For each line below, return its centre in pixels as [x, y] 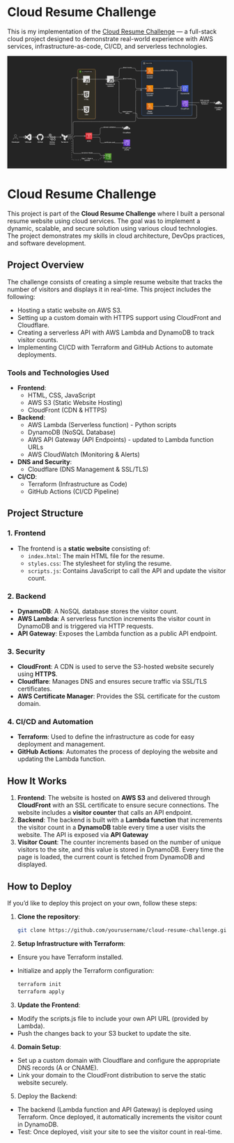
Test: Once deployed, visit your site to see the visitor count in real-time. [120, 1132]
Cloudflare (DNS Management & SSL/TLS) [88, 469]
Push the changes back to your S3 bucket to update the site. [104, 1033]
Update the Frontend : [49, 1005]
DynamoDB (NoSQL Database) [72, 432]
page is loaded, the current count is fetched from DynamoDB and [111, 857]
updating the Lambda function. [62, 759]
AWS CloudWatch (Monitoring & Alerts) [84, 454]
